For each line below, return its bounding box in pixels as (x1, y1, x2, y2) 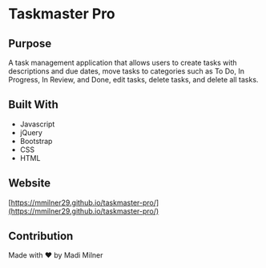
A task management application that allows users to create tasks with (8, 58, 238, 67)
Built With (8, 98, 58, 112)
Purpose (8, 37, 52, 50)
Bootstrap (19, 136, 53, 146)
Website (8, 177, 50, 190)
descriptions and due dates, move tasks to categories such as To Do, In (8, 66, 244, 76)
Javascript (19, 119, 55, 129)
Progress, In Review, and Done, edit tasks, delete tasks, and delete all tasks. (8, 75, 259, 84)
